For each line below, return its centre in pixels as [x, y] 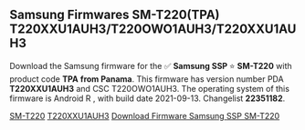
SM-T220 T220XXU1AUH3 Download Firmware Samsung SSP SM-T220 [145, 115]
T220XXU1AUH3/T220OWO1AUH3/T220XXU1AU [153, 30]
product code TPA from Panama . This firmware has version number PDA [147, 79]
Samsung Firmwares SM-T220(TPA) [115, 15]
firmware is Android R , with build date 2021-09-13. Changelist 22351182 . [147, 98]
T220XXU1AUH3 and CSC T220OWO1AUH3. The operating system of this [150, 88]
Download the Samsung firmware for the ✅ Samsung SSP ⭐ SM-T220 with [151, 65]
